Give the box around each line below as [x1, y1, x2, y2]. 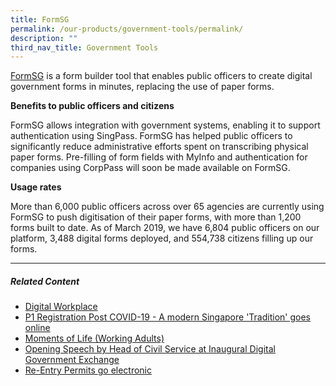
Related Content [10, 275, 80, 287]
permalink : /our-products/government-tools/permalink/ [10, 24, 244, 34]
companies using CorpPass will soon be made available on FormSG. [10, 162, 291, 174]
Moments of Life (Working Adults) [24, 332, 165, 345]
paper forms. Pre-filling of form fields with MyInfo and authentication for [10, 151, 308, 163]
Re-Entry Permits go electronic [24, 364, 153, 376]
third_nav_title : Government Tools [10, 42, 159, 53]
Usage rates [10, 181, 62, 193]
